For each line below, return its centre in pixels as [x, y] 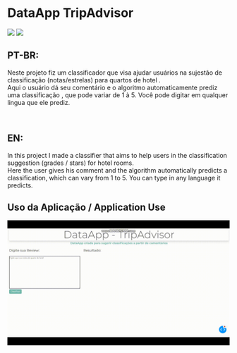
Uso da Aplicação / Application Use [86, 207]
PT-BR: [23, 55]
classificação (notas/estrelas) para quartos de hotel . [84, 80]
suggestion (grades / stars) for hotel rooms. [71, 163]
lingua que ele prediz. [39, 102]
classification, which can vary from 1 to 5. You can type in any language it [114, 178]
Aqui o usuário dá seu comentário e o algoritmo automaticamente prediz [113, 87]
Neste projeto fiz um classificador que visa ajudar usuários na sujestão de [115, 73]
